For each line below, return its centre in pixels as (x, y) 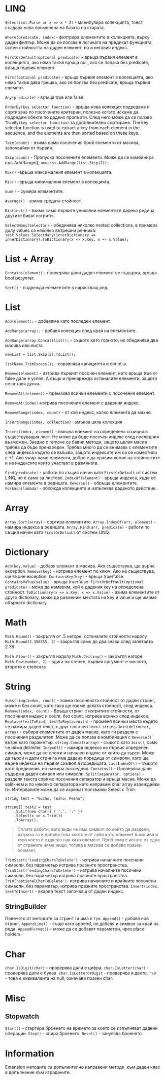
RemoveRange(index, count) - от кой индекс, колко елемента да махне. (79, 412)
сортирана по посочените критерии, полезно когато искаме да (72, 112)
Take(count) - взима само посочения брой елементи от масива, (72, 142)
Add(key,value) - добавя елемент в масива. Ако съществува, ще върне (80, 566)
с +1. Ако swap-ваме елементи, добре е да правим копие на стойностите (82, 457)
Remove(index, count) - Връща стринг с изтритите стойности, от (72, 710)
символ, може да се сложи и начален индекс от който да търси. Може (80, 752)
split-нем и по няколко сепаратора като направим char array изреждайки (82, 784)
